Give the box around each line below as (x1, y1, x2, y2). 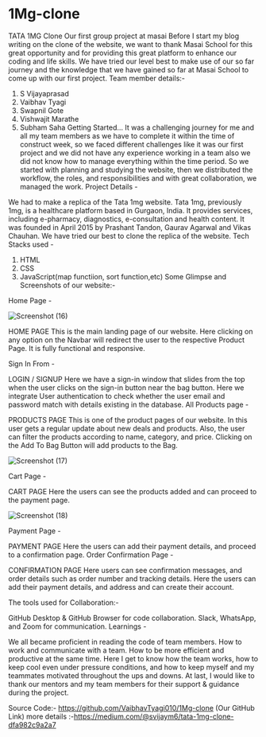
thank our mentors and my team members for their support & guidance (8, 679, 240, 688)
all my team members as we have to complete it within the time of (19, 131, 235, 140)
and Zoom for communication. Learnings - (8, 622, 147, 631)
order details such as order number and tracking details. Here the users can (8, 574, 256, 583)
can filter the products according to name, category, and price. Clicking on (8, 431, 253, 442)
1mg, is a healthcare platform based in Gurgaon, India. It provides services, (8, 205, 253, 215)
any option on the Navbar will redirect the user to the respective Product (8, 335, 245, 345)
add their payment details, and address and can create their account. (8, 582, 234, 591)
